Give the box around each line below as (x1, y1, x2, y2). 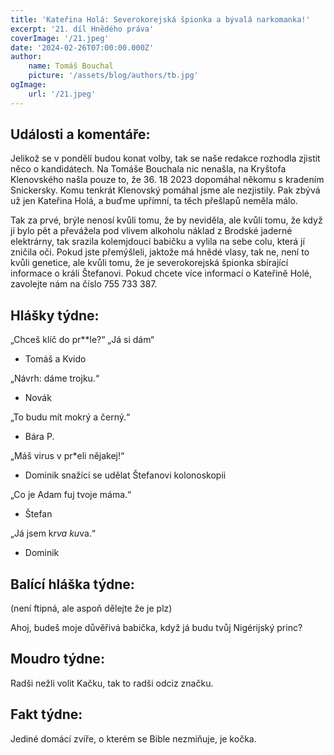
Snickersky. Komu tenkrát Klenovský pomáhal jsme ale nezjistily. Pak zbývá (10, 184, 321, 196)
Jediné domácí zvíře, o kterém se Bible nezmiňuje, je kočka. (10, 732, 257, 745)
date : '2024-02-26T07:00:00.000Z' (10, 42, 155, 53)
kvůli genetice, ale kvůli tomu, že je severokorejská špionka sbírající (10, 257, 289, 269)
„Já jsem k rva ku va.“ (10, 527, 96, 540)
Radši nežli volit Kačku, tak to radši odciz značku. (10, 677, 214, 689)
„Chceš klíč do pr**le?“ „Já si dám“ (10, 334, 155, 346)
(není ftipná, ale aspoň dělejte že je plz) (10, 602, 173, 615)
